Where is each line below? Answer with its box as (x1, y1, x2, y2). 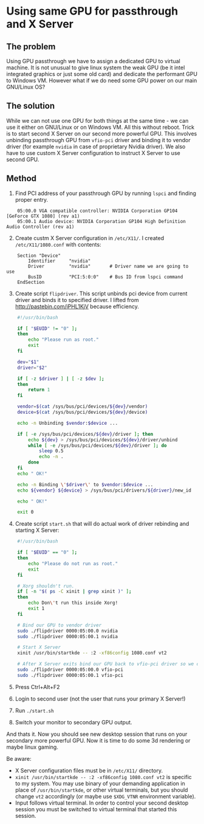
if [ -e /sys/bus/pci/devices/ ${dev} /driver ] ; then (17, 431, 154, 437)
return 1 (28, 387, 50, 393)
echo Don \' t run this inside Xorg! (28, 600, 118, 606)
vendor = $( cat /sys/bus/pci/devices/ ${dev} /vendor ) (17, 403, 148, 410)
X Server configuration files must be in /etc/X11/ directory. (15, 767, 163, 774)
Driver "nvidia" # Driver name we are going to (28, 263, 189, 269)
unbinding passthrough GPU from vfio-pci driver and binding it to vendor (6, 136, 191, 143)
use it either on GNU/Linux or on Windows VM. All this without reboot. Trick (6, 123, 195, 131)
